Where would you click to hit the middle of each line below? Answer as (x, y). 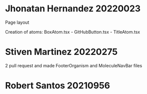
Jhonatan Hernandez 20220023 (73, 9)
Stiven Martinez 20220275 (61, 52)
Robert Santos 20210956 (58, 86)
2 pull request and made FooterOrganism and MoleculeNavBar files (74, 65)
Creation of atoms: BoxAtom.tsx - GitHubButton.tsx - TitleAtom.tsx (73, 32)
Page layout (17, 22)
